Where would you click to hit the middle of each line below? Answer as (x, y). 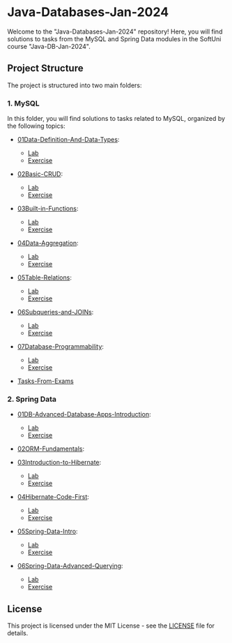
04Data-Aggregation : (48, 243)
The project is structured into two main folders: (75, 85)
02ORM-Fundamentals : (51, 449)
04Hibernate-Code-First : (53, 497)
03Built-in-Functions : (48, 209)
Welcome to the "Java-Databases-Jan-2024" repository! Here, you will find (115, 31)
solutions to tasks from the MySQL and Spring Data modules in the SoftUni (114, 38)
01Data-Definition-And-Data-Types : (68, 140)
